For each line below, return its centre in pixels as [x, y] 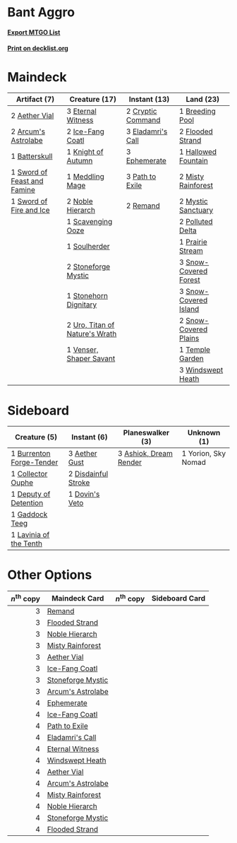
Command [143, 120]
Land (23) [203, 100]
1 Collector [29, 474]
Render [130, 462]
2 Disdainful [88, 474]
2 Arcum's [28, 131]
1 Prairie [193, 242]
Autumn [80, 161]
